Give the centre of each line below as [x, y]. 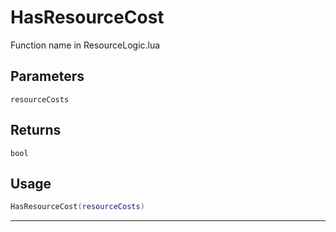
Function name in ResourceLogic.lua [85, 45]
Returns [36, 130]
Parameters [47, 76]
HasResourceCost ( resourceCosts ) [77, 207]
